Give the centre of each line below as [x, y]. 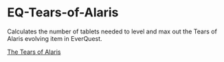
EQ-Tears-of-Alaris [63, 13]
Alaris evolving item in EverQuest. [55, 38]
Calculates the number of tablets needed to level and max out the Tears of [112, 31]
